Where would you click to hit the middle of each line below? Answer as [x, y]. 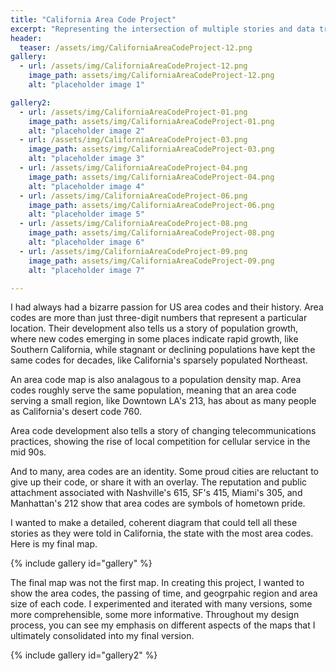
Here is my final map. [54, 544]
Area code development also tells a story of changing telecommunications [163, 431]
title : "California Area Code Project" [93, 19]
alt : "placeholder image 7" [86, 270]
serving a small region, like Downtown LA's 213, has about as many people [163, 401]
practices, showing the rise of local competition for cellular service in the [160, 442]
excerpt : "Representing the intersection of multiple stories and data [162, 29]
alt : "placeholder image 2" [86, 131]
